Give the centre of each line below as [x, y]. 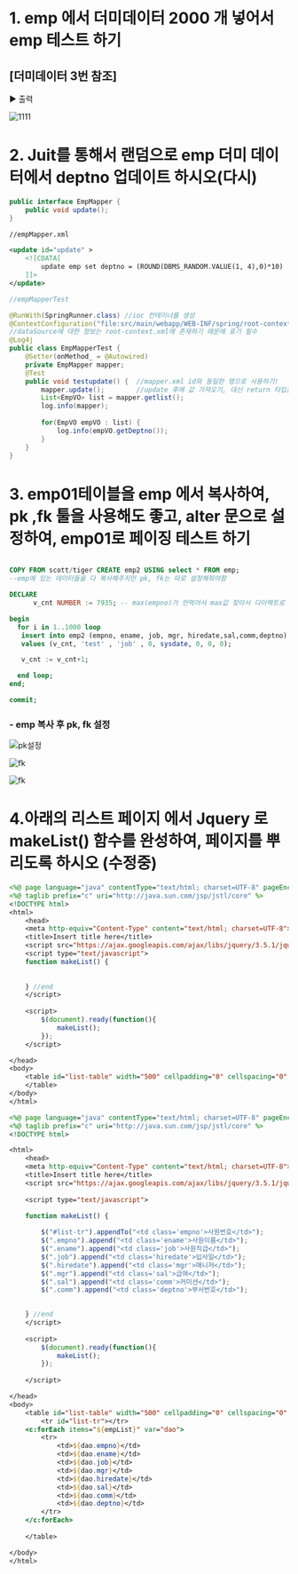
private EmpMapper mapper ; [75, 365]
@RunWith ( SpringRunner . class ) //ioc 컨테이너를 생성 [102, 315]
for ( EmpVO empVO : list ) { [91, 423]
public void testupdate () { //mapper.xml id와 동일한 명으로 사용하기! [152, 381]
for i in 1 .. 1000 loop [59, 627]
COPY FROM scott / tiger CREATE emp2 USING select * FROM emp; [125, 570]
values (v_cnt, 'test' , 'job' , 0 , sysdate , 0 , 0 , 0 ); [126, 644]
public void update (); [67, 210]
